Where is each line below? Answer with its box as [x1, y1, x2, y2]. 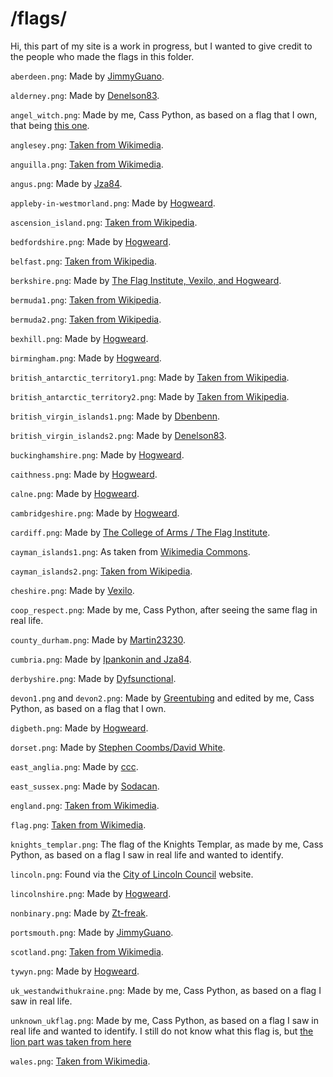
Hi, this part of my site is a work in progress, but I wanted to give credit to [10, 40, 313, 52]
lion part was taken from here [10, 1035, 132, 1047]
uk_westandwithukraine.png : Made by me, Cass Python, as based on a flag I [10, 984, 322, 996]
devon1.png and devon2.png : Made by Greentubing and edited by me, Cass [10, 692, 315, 704]
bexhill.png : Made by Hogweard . [10, 332, 149, 344]
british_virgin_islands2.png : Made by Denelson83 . [10, 429, 227, 441]
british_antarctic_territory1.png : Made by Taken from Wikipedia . [10, 371, 290, 383]
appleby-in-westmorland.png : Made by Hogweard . [10, 197, 216, 209]
